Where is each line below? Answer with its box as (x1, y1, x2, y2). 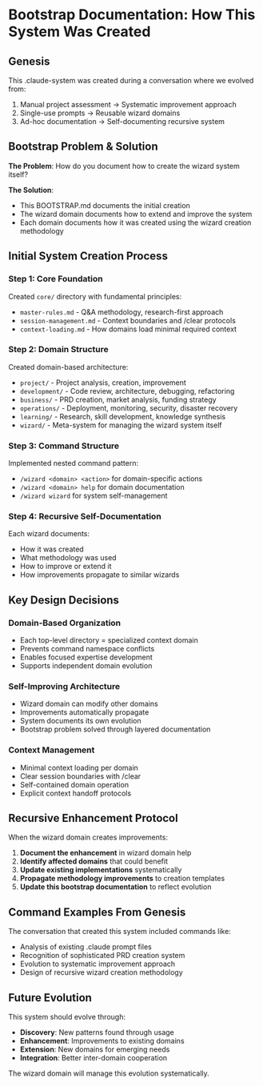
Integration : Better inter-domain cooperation (19, 1053, 168, 1063)
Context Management (8, 744, 95, 755)
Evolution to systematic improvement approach (19, 959, 176, 969)
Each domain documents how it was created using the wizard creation (19, 218, 252, 227)
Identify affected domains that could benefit (19, 856, 169, 866)
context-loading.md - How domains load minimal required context (19, 324, 237, 334)
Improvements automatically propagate (19, 707, 149, 717)
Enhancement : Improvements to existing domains (19, 1036, 185, 1046)
